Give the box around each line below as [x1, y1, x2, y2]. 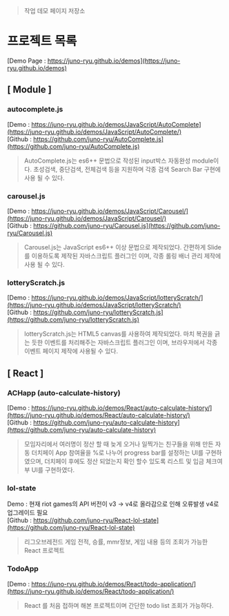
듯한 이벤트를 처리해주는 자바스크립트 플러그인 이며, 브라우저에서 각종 [31, 338, 218, 347]
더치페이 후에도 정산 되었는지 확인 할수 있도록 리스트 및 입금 [44, 457, 205, 465]
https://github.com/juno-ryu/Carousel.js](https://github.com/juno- [33, 221, 221, 229]
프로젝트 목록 [7, 34, 77, 49]
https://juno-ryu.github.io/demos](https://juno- [47, 57, 181, 65]
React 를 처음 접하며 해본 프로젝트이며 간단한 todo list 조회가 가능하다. [23, 601, 214, 609]
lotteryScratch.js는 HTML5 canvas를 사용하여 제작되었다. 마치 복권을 [23, 330, 213, 338]
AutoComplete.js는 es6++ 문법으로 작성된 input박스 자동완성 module [23, 156, 214, 165]
